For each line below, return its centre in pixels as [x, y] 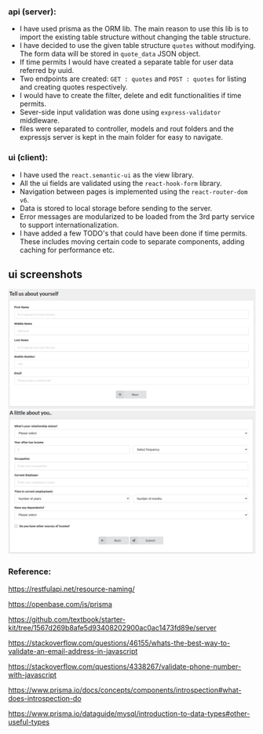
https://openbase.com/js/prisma [60, 604]
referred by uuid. [47, 71]
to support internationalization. [69, 225]
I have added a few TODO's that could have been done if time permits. [133, 233]
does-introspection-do [45, 698]
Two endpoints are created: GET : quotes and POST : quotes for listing [133, 79]
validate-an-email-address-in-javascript [73, 651]
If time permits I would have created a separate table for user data [126, 62]
